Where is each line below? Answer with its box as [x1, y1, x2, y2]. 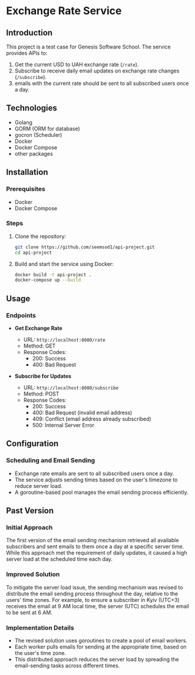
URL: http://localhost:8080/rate [23, 336, 106, 343]
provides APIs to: [6, 50, 48, 57]
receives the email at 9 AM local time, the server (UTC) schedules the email [6, 602, 190, 610]
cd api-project [14, 250, 52, 255]
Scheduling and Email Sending [6, 456, 95, 464]
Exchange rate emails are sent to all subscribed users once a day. [14, 470, 174, 477]
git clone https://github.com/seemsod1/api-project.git [14, 244, 155, 250]
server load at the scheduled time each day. [6, 556, 113, 563]
